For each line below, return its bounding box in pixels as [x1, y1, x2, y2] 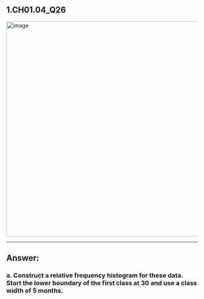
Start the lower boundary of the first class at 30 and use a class [6, 279, 197, 287]
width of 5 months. [6, 286, 64, 295]
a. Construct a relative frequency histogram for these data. [6, 271, 183, 280]
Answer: [6, 253, 39, 264]
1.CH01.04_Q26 [6, 5, 66, 15]
